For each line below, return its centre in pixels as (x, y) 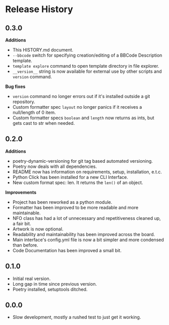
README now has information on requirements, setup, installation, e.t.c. (87, 172)
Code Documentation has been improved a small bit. (67, 250)
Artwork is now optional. (38, 229)
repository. (24, 102)
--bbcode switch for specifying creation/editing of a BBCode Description (87, 55)
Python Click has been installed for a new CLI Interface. (70, 177)
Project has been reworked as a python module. (62, 202)
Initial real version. (32, 278)
